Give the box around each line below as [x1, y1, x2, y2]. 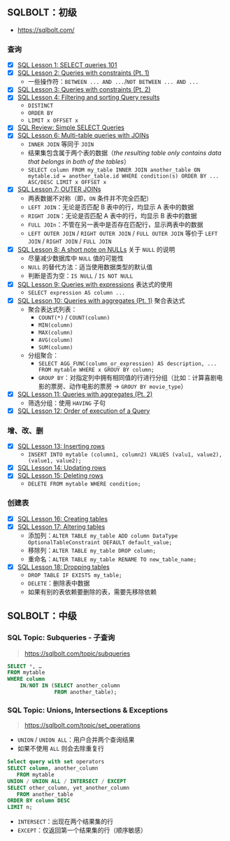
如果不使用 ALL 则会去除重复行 [17, 744, 105, 753]
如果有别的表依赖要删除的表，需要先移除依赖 [27, 587, 157, 596]
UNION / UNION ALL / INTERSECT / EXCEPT [7, 777, 127, 785]
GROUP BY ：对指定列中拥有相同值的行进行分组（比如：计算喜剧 [38, 373, 217, 381]
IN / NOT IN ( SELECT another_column [20, 682, 120, 689]
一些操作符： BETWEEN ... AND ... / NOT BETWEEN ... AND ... [27, 78, 199, 86]
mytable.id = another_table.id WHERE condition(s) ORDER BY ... [27, 173, 220, 180]
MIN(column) [38, 321, 73, 329]
